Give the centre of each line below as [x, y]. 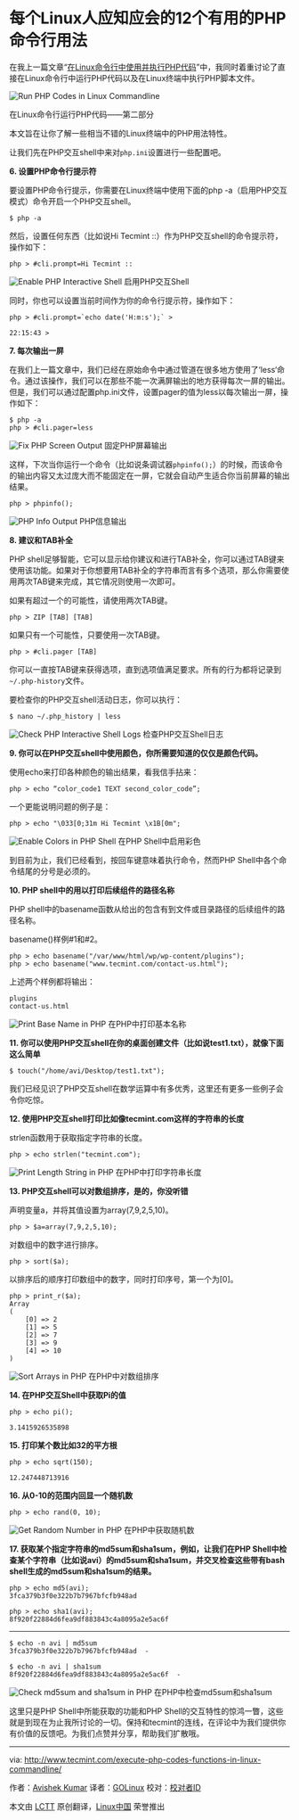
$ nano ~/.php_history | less [65, 716]
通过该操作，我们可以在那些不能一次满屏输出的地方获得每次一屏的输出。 [157, 381]
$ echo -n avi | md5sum [53, 1643]
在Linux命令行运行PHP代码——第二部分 [81, 114]
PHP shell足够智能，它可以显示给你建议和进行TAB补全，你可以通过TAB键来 [147, 559]
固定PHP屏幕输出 [135, 445]
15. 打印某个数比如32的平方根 [63, 1445]
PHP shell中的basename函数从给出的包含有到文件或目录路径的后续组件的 [143, 909]
